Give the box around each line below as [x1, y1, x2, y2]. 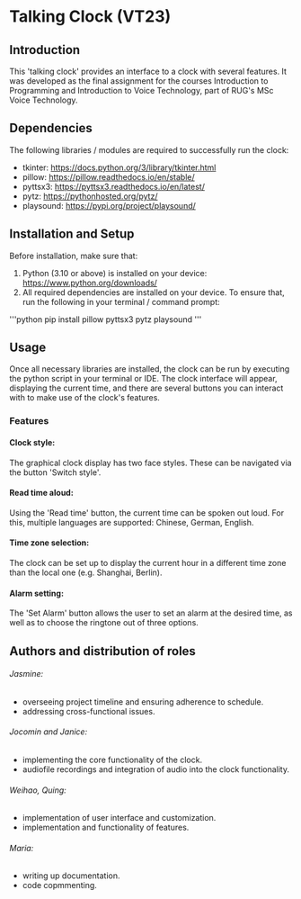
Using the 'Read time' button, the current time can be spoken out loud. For [9, 507, 285, 518]
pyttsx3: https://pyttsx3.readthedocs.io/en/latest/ [22, 181, 205, 192]
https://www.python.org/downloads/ [22, 277, 157, 288]
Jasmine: [9, 669, 43, 679]
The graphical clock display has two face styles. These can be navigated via [9, 457, 292, 468]
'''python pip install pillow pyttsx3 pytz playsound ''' [9, 313, 202, 325]
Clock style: [9, 436, 56, 447]
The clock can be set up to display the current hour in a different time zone [9, 557, 287, 568]
